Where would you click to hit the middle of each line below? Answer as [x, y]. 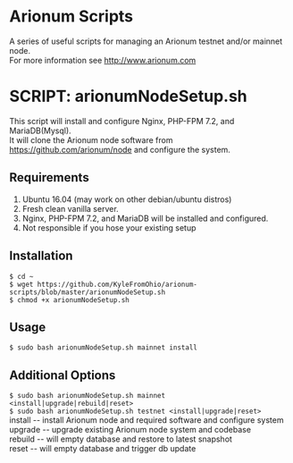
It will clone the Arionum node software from [91, 139]
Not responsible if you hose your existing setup [109, 227]
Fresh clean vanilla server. [70, 208]
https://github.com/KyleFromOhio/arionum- [117, 284]
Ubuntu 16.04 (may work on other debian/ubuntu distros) [127, 199]
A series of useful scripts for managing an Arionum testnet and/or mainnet [146, 41]
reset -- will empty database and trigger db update [103, 449]
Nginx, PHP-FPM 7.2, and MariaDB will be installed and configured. [145, 218]
